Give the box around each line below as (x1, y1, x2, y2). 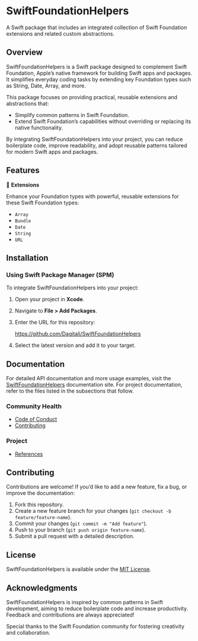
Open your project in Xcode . (14, 296, 85, 303)
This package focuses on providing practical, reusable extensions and (6, 93, 178, 100)
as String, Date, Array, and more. (6, 82, 86, 89)
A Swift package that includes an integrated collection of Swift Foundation (6, 24, 187, 31)
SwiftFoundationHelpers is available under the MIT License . (6, 566, 152, 573)
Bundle (14, 218, 31, 224)
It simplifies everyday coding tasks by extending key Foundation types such (6, 75, 191, 83)
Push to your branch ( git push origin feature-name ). (14, 526, 146, 533)
